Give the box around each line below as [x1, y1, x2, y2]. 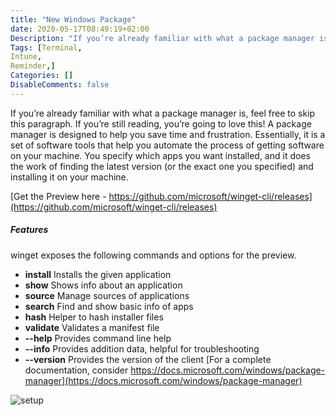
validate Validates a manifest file [24, 321, 160, 333]
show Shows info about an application [24, 279, 183, 291]
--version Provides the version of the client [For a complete [24, 353, 272, 365]
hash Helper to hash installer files [24, 311, 164, 323]
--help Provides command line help [24, 332, 172, 344]
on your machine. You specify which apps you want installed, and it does [10, 149, 311, 161]
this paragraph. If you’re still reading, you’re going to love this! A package [10, 117, 312, 130]
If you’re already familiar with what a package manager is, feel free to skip [10, 107, 316, 119]
